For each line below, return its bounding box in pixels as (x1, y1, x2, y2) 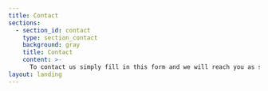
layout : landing (8, 70, 62, 78)
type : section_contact (22, 33, 98, 42)
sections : (8, 19, 41, 27)
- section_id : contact (15, 26, 91, 34)
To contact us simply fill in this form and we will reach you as (29, 63, 255, 71)
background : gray (22, 41, 81, 49)
